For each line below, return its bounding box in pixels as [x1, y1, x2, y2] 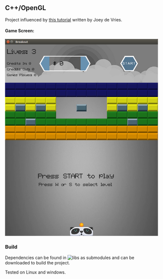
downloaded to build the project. [5, 260, 70, 265]
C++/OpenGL [5, 4, 46, 12]
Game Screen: [5, 28, 34, 34]
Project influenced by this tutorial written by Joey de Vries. [5, 17, 122, 22]
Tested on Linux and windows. [5, 269, 66, 275]
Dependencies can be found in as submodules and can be [5, 255, 134, 261]
